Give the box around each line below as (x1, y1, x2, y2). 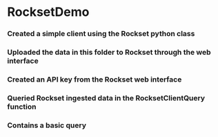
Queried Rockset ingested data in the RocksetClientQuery (7, 93, 206, 102)
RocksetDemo (7, 4, 90, 20)
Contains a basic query (7, 120, 86, 130)
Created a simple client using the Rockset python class (7, 29, 195, 39)
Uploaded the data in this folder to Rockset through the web (7, 48, 212, 57)
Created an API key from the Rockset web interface (7, 74, 182, 84)
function (7, 102, 37, 111)
